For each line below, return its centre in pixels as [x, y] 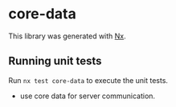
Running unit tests [55, 61]
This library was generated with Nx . [67, 36]
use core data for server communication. [87, 96]
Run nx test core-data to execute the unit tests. [88, 80]
